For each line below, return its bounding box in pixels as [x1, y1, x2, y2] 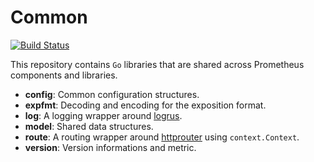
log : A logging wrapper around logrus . [24, 109, 183, 121]
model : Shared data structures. [24, 120, 154, 132]
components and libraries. [10, 69, 118, 81]
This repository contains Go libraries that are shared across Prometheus [10, 58, 305, 70]
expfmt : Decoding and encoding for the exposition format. [24, 99, 267, 111]
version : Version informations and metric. [24, 141, 197, 153]
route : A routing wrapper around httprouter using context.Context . [24, 131, 300, 143]
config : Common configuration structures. [24, 88, 200, 100]
